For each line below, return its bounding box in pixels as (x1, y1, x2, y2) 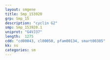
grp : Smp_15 (5, 16, 29, 21)
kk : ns (5, 43, 18, 48)
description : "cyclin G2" (5, 20, 57, 26)
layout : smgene (5, 7, 36, 12)
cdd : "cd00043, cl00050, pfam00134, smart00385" (5, 39, 106, 44)
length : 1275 (5, 34, 34, 39)
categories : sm (5, 47, 36, 52)
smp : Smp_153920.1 (5, 25, 42, 30)
